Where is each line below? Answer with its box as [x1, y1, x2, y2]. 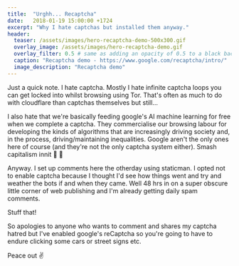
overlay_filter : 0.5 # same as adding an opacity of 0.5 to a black [14, 51, 221, 58]
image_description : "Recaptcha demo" [14, 63, 126, 71]
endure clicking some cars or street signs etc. [7, 237, 142, 245]
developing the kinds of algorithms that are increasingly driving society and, [7, 127, 230, 135]
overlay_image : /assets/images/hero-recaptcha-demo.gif [14, 44, 183, 51]
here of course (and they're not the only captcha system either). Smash [7, 142, 217, 150]
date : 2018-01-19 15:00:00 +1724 [7, 17, 113, 24]
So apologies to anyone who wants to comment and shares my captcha [7, 222, 217, 230]
